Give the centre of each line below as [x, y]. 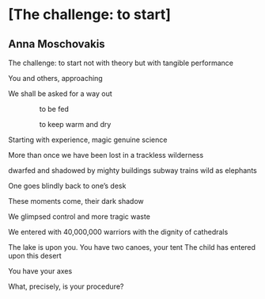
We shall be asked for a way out [60, 94]
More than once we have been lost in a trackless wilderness [106, 155]
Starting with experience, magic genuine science [88, 140]
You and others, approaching [55, 78]
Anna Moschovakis [57, 44]
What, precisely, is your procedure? [66, 286]
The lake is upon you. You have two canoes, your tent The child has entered [132, 247]
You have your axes [40, 271]
